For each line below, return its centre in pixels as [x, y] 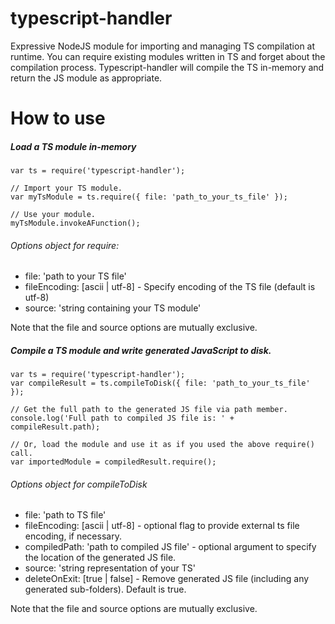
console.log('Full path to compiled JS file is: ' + [122, 418]
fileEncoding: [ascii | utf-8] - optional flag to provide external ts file [162, 526]
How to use [58, 118]
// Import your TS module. [66, 188]
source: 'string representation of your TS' [110, 568]
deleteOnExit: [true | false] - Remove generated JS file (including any [167, 579]
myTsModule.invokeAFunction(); [75, 223]
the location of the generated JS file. [100, 558]
